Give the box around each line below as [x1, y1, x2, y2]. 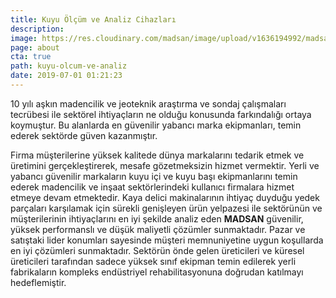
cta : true [10, 52, 52, 62]
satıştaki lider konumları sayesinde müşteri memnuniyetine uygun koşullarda [10, 234, 324, 246]
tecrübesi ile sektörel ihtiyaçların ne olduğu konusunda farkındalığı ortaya [10, 108, 312, 120]
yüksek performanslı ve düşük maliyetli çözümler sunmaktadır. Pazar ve [10, 223, 306, 235]
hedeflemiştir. [10, 276, 67, 288]
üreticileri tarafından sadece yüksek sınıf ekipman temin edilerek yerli [10, 255, 297, 267]
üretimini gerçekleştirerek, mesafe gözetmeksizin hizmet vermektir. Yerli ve [10, 159, 320, 171]
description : [10, 24, 65, 34]
